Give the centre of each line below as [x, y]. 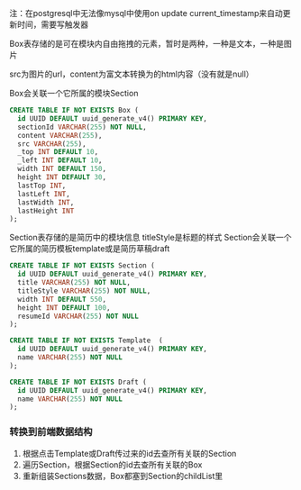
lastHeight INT [46, 211]
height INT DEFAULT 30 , [62, 177]
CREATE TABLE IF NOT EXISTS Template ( [87, 340]
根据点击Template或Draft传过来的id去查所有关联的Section [129, 453]
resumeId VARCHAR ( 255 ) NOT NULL [78, 316]
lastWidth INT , [46, 202]
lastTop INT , [42, 186]
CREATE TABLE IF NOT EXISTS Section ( [82, 266]
